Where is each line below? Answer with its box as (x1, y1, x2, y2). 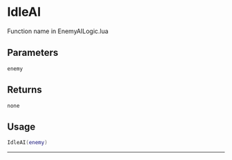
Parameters (7, 47, 59, 59)
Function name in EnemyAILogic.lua (7, 27, 109, 35)
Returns (7, 84, 43, 96)
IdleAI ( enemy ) (7, 139, 48, 146)
